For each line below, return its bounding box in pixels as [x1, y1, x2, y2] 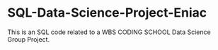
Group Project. [7, 35, 50, 43]
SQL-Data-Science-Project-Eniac [7, 5, 207, 21]
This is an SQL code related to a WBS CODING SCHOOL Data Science [7, 28, 211, 36]
